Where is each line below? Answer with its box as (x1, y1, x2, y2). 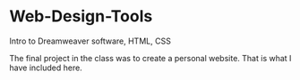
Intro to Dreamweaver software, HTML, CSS (9, 36, 172, 46)
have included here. (9, 62, 82, 73)
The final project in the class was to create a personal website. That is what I (9, 52, 292, 63)
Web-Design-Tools (9, 6, 153, 27)
